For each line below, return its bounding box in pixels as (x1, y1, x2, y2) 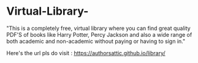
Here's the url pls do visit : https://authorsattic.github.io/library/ (6, 49, 166, 56)
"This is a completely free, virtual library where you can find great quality (6, 24, 191, 32)
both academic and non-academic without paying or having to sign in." (6, 37, 186, 45)
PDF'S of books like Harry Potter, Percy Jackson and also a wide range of (6, 31, 192, 38)
